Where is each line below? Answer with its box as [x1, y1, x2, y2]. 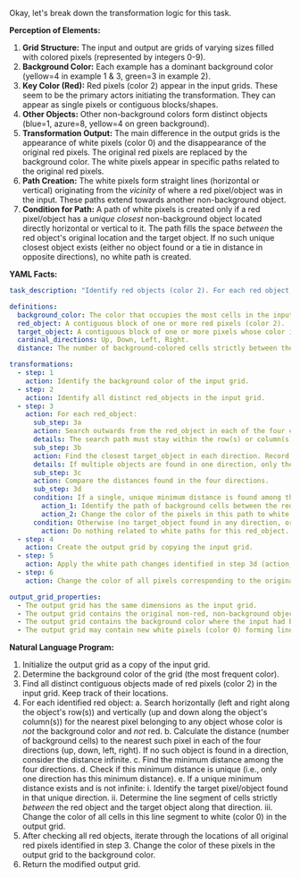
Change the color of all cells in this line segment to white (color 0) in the [21, 812, 287, 823]
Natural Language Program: [9, 642, 114, 652]
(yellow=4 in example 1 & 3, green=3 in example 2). [21, 71, 212, 81]
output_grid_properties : [9, 592, 102, 601]
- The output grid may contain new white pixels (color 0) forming [17, 626, 274, 635]
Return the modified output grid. [21, 859, 141, 870]
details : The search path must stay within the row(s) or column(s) [32, 435, 294, 444]
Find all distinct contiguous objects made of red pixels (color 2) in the [21, 678, 278, 689]
